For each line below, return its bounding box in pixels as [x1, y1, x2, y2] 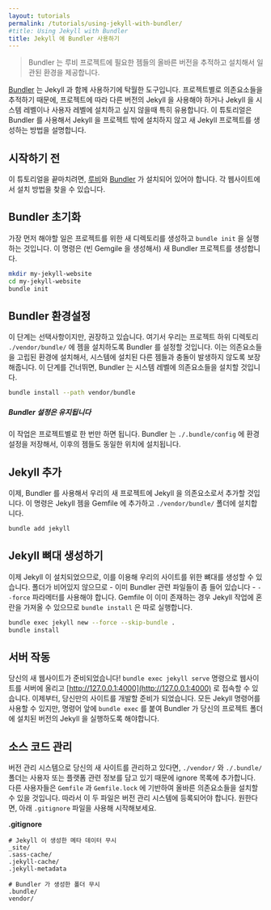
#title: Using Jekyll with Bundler [8, 27, 129, 35]
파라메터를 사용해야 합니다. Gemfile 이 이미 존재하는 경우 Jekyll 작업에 [32, 592, 255, 602]
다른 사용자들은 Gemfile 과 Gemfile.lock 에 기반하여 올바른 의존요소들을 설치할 [8, 783, 259, 793]
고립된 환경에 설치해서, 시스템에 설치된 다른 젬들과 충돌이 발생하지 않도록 [16, 353, 246, 362]
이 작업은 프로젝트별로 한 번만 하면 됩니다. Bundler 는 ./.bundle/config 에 [8, 430, 245, 439]
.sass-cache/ [8, 851, 53, 859]
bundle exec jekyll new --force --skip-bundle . [8, 618, 176, 627]
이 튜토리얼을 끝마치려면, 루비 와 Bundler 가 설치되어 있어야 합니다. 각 [8, 175, 227, 184]
